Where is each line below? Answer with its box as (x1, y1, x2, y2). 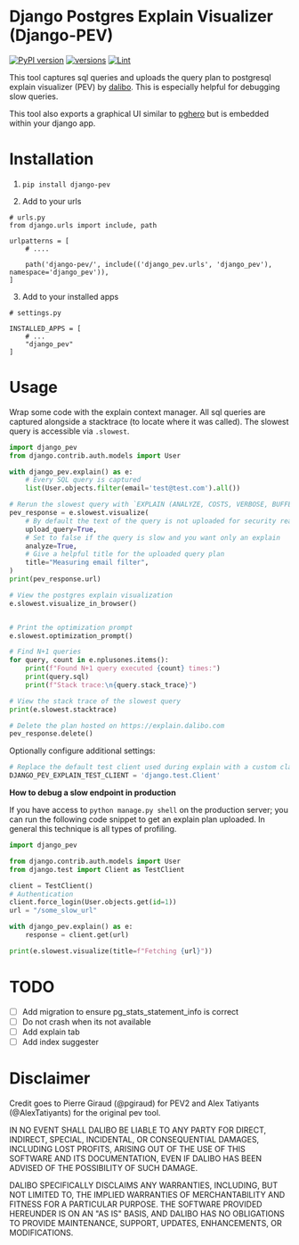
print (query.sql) (25, 672, 90, 682)
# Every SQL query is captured (25, 476, 141, 485)
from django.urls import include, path (9, 220, 158, 229)
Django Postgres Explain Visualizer (9, 6, 274, 27)
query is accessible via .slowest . (9, 426, 130, 436)
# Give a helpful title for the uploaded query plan (25, 550, 225, 559)
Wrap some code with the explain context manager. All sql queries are (9, 406, 266, 417)
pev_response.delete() (9, 729, 93, 738)
